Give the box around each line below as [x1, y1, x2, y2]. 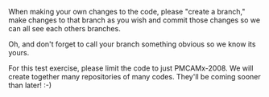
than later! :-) [8, 80, 52, 90]
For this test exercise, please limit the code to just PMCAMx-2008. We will [8, 63, 254, 73]
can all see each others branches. [8, 24, 121, 33]
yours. [8, 48, 30, 57]
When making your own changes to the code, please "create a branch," [8, 7, 246, 16]
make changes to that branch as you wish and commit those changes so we [8, 15, 260, 25]
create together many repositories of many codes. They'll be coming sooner [8, 72, 262, 81]
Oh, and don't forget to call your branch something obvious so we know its [8, 39, 256, 49]
